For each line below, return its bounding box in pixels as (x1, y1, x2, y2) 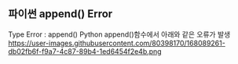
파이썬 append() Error (8, 7, 113, 21)
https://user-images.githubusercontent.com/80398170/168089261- (8, 38, 225, 48)
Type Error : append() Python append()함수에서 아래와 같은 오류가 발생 (8, 30, 231, 39)
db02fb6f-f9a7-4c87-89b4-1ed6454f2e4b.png (8, 46, 163, 56)
